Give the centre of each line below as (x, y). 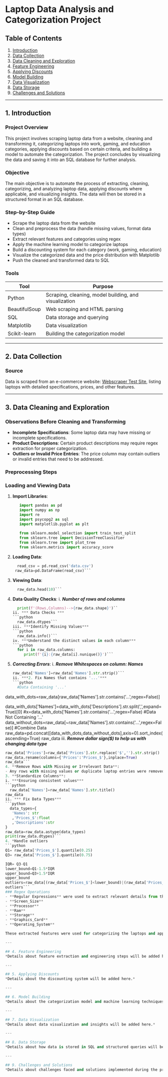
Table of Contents (34, 38)
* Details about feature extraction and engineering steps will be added (82, 956)
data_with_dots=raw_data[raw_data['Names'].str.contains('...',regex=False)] (82, 696)
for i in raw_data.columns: (46, 650)
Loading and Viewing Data (38, 485)
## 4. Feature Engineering (33, 951)
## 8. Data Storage (25, 1042)
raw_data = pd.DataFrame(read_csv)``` (53, 570)
